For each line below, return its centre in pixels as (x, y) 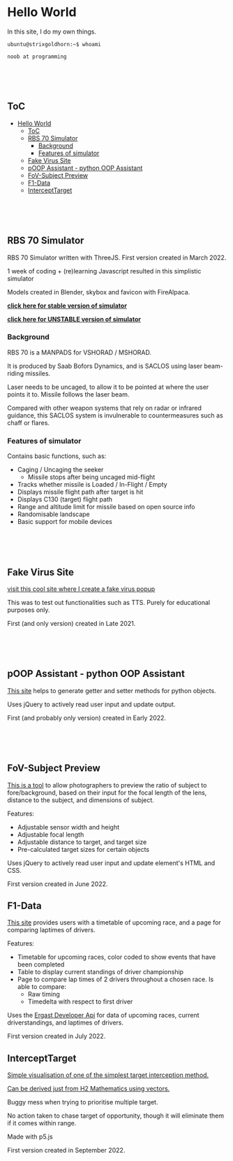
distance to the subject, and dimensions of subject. (81, 800)
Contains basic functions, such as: (57, 456)
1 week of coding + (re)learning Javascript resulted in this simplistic (104, 271)
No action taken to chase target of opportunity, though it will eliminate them (116, 1116)
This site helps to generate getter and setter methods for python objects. (112, 690)
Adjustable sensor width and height (68, 827)
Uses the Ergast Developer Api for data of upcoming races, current (104, 1016)
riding (16, 373)
